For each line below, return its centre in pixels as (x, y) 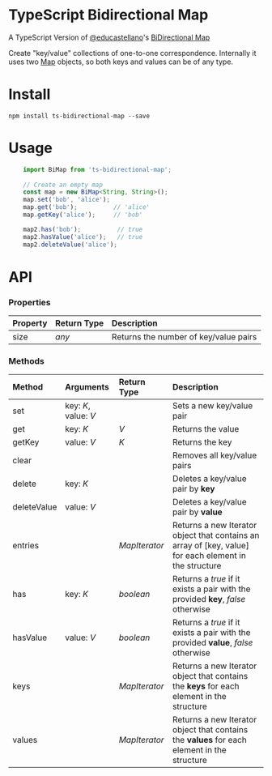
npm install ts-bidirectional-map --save (79, 116)
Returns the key (202, 442)
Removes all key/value (215, 455)
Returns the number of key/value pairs (185, 337)
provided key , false (209, 599)
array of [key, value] (211, 546)
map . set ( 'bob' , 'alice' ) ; (67, 200)
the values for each (210, 740)
